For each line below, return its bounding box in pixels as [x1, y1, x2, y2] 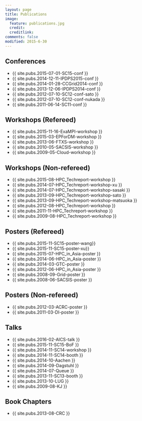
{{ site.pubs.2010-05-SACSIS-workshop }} [12, 144, 98, 150]
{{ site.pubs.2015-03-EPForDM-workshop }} [12, 134, 102, 140]
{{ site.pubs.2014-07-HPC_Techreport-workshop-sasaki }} [12, 187, 131, 193]
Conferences [5, 57, 46, 66]
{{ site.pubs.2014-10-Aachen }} [12, 357, 76, 363]
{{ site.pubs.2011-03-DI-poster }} [12, 309, 79, 315]
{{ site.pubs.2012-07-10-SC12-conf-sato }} [12, 91, 99, 97]
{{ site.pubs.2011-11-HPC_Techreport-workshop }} [12, 208, 113, 214]
